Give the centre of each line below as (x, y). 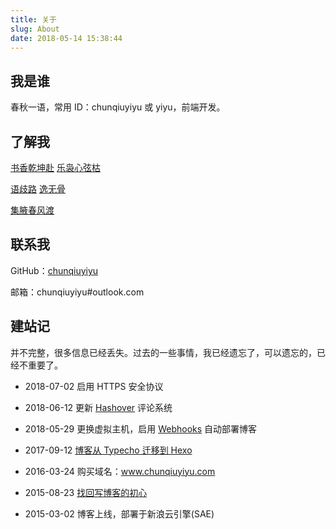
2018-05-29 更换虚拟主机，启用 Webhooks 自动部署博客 (141, 428)
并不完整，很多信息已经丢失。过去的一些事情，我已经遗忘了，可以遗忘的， (163, 352)
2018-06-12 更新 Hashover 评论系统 (98, 407)
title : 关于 (33, 19)
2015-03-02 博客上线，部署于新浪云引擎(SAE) (119, 513)
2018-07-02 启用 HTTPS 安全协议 (94, 386)
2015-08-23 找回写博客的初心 (86, 492)
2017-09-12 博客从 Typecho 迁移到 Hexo (108, 450)
